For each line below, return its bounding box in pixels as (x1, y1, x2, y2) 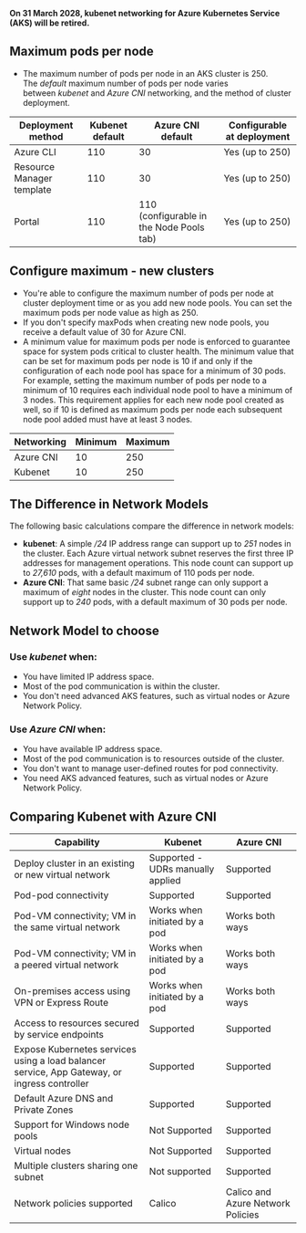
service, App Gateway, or (14, 1066, 122, 1079)
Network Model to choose (9, 622, 159, 638)
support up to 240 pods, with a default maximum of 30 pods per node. (22, 597, 289, 608)
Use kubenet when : (9, 650, 97, 663)
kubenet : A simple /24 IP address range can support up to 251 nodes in (22, 538, 291, 549)
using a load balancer (14, 1054, 107, 1067)
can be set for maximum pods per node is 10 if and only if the (22, 355, 253, 366)
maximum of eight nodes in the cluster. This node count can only (22, 587, 267, 598)
